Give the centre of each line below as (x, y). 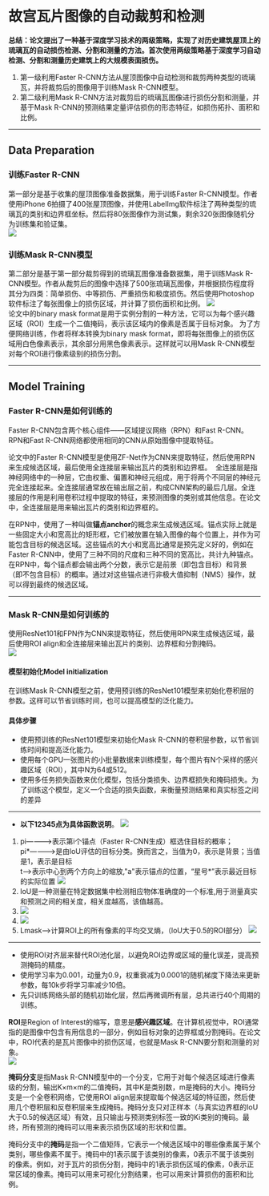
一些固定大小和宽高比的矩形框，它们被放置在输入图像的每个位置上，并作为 (131, 534)
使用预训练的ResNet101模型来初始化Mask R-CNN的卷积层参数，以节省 (136, 740)
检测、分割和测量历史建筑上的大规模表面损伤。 (85, 60)
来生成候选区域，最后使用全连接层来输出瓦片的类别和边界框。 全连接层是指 (133, 467)
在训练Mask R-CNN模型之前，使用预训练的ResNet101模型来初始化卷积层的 (131, 691)
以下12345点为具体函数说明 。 (69, 824)
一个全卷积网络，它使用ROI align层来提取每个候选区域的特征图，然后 (135, 1097)
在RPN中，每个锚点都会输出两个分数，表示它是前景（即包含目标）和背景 (128, 564)
